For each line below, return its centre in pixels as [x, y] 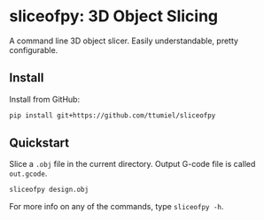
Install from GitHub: [45, 99]
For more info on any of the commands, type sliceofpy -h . [116, 207]
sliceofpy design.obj [49, 190]
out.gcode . [28, 173]
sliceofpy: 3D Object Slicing [114, 16]
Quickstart [39, 143]
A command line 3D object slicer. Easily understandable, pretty [124, 41]
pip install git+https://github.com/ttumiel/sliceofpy [113, 115]
